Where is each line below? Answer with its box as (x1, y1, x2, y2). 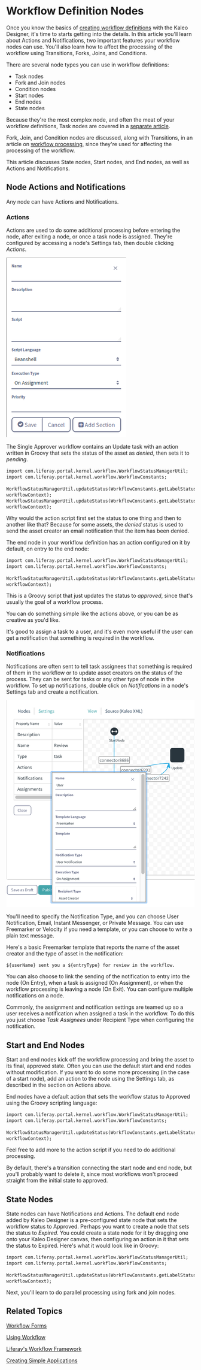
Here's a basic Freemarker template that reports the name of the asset (6, 943, 179, 951)
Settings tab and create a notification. (6, 688, 99, 695)
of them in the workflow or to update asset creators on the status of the (6, 669, 182, 676)
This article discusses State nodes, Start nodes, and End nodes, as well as (6, 158, 190, 165)
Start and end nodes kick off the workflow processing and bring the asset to (6, 1056, 194, 1063)
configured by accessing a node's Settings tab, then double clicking (6, 240, 174, 247)
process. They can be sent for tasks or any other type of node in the (6, 676, 175, 683)
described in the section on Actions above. (6, 1081, 112, 1088)
